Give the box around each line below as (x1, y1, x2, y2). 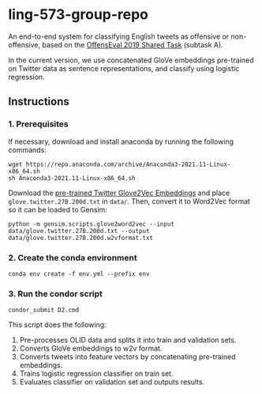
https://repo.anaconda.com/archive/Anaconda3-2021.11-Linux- (25, 160, 231, 168)
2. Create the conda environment (8, 252, 137, 263)
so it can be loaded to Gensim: (8, 205, 108, 214)
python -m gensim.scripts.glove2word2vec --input (8, 220, 175, 228)
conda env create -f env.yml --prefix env (8, 270, 150, 278)
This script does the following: (8, 320, 107, 329)
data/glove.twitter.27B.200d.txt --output (8, 227, 150, 235)
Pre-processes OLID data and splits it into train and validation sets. (19, 336, 237, 345)
